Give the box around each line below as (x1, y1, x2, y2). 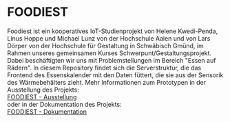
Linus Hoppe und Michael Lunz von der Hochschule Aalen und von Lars (7, 34, 211, 42)
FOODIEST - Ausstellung (7, 92, 77, 101)
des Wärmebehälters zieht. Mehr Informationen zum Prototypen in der (7, 78, 207, 86)
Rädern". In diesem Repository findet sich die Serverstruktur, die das (7, 63, 202, 72)
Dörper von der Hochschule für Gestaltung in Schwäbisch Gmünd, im (7, 41, 205, 50)
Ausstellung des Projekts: (7, 85, 79, 94)
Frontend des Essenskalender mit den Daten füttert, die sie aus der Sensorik (7, 70, 224, 79)
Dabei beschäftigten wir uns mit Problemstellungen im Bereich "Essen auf (7, 56, 216, 64)
